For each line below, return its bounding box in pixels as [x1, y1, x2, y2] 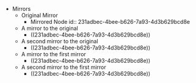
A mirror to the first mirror [21, 51, 87, 57]
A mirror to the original [21, 24, 78, 32]
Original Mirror [21, 12, 58, 19]
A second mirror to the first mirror [21, 63, 107, 71]
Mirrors [12, 5, 31, 12]
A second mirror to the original [21, 38, 99, 45]
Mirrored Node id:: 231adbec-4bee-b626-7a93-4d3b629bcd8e [30, 18, 191, 25]
